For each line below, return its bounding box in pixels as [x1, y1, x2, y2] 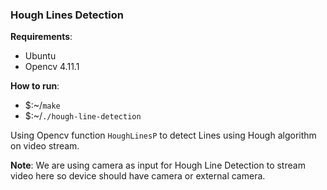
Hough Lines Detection [10, 8, 124, 22]
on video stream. [10, 140, 80, 152]
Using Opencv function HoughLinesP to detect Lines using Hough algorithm [10, 129, 317, 142]
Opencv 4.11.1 [24, 61, 80, 73]
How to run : [10, 80, 60, 92]
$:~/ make [24, 99, 61, 112]
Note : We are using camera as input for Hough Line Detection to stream [10, 159, 306, 172]
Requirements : [10, 31, 73, 43]
